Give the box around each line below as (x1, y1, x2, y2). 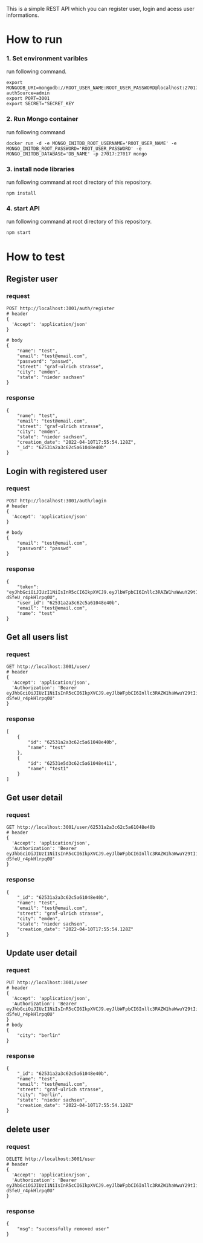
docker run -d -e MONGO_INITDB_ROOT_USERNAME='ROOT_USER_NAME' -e (6, 140, 177, 146)
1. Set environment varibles (6, 54, 88, 63)
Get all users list (6, 632, 68, 642)
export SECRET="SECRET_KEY (6, 101, 74, 107)
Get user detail (6, 792, 63, 803)
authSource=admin (6, 90, 50, 96)
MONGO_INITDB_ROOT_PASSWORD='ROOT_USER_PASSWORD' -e (6, 145, 142, 152)
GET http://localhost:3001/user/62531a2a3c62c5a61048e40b (6, 825, 155, 831)
